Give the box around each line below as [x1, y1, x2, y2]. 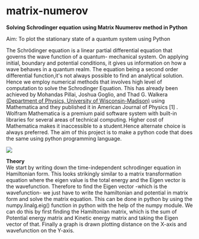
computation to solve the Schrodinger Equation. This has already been [6, 84, 178, 91]
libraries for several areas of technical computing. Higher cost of [6, 116, 164, 123]
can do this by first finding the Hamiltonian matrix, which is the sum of [6, 208, 177, 215]
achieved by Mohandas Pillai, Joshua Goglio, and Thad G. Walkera [6, 91, 168, 98]
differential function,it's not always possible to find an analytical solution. [6, 72, 184, 79]
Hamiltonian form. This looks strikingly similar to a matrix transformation [6, 170, 182, 177]
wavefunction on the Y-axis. [6, 227, 75, 234]
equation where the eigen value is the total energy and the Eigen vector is [6, 176, 186, 183]
